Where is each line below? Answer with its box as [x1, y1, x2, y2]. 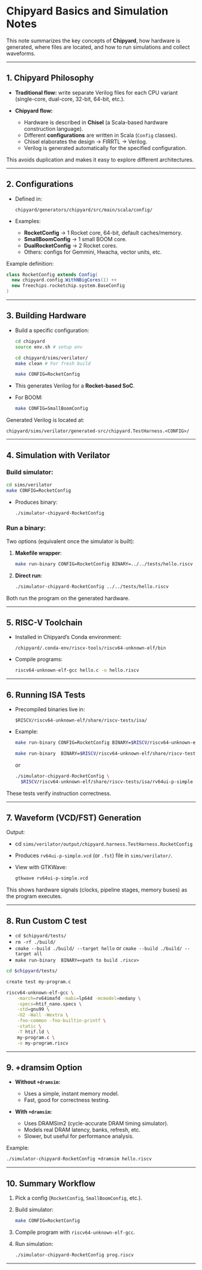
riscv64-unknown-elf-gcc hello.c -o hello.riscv [14, 667, 139, 673]
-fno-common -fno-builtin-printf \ [17, 1017, 106, 1024]
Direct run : [14, 571, 43, 579]
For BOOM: [14, 394, 43, 401]
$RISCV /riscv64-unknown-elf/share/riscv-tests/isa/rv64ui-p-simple [20, 779, 194, 785]
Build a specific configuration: [14, 327, 90, 334]
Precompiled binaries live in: [14, 706, 85, 713]
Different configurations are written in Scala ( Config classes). [23, 131, 177, 139]
